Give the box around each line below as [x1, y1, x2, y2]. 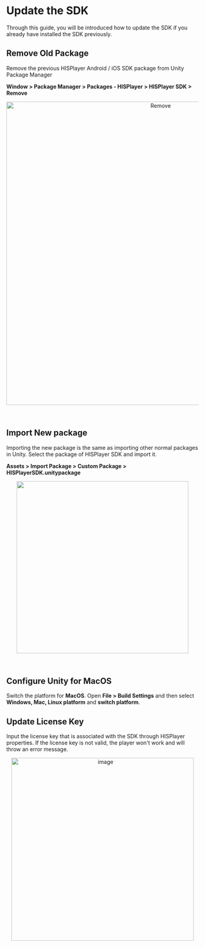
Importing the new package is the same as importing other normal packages [6, 444, 198, 451]
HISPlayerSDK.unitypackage [6, 469, 81, 476]
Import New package [6, 428, 87, 438]
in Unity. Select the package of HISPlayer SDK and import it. [6, 451, 157, 458]
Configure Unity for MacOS [6, 676, 112, 686]
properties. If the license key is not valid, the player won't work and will [6, 739, 185, 747]
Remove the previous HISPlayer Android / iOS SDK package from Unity [6, 64, 184, 72]
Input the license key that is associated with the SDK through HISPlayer [6, 733, 185, 740]
